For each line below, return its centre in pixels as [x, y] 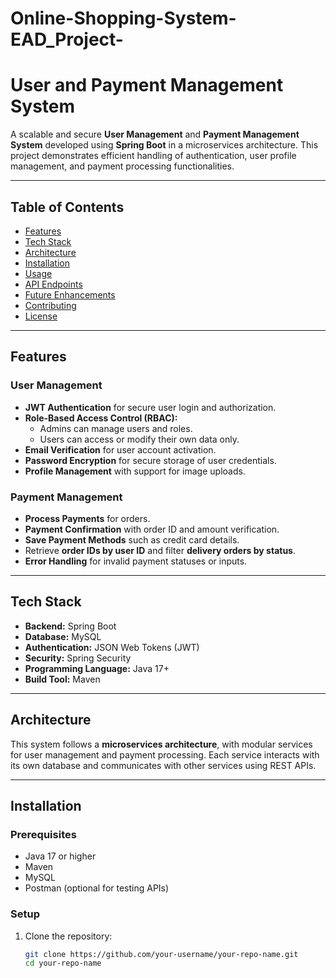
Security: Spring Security [78, 658]
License [41, 316]
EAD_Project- [67, 39]
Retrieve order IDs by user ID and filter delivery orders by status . [160, 550]
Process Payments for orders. [87, 518]
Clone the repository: [68, 936]
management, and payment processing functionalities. [122, 166]
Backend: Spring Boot [70, 626]
